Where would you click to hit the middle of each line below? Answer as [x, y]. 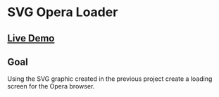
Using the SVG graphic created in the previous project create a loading [110, 79]
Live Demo [31, 38]
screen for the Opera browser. [51, 86]
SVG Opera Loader [63, 12]
